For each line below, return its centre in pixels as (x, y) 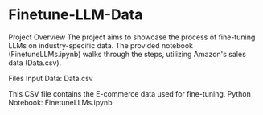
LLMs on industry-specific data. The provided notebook (101, 45)
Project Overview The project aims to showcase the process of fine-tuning (132, 37)
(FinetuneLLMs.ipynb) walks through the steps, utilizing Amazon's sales (127, 54)
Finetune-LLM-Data (76, 15)
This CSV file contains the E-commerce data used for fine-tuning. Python (130, 93)
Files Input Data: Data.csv (51, 78)
